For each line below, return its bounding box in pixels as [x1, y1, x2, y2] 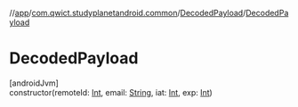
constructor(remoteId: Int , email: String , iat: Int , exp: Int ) [9, 86, 213, 97]
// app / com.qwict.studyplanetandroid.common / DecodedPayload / [9, 8, 246, 18]
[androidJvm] [9, 78, 60, 88]
